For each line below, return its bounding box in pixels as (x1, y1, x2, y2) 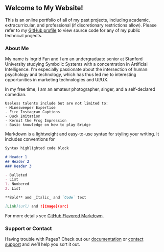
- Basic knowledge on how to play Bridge (5, 123, 91, 127)
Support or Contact (5, 225, 52, 232)
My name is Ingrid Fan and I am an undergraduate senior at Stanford (5, 56, 143, 62)
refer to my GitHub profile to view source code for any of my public (5, 27, 141, 33)
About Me (5, 45, 29, 51)
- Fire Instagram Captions (5, 110, 60, 115)
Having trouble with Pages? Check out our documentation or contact (5, 236, 143, 242)
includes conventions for (5, 136, 55, 142)
